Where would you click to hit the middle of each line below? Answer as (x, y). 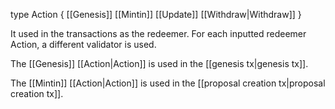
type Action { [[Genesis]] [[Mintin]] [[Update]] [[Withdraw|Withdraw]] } (156, 14)
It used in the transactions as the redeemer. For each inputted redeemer (158, 33)
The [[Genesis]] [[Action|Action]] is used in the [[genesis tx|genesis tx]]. (159, 63)
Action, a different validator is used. (83, 44)
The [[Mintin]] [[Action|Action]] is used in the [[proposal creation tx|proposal (168, 83)
